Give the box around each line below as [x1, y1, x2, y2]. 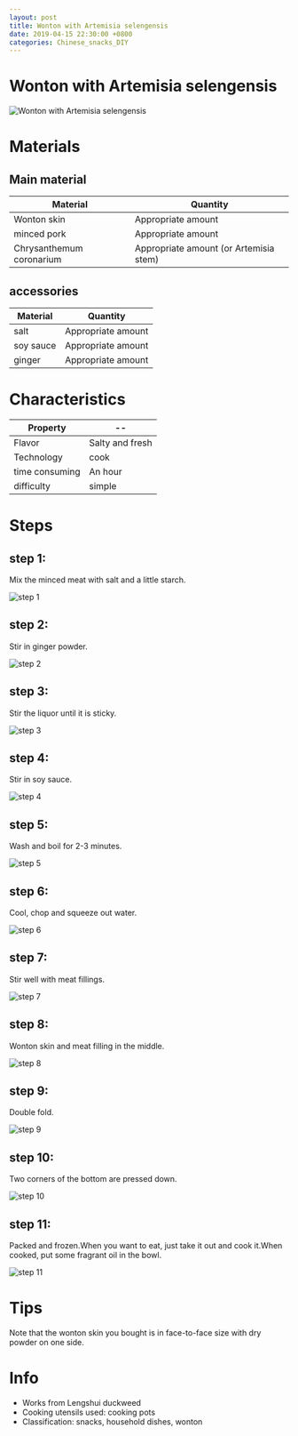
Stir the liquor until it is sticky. [9, 708, 117, 718]
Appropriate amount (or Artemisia [134, 242, 275, 254]
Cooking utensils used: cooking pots [21, 1407, 156, 1417]
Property [27, 421, 67, 434]
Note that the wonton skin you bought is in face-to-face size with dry [9, 1328, 262, 1338]
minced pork [13, 228, 67, 240]
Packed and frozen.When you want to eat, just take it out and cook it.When [9, 1240, 283, 1251]
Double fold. [9, 1107, 55, 1118]
